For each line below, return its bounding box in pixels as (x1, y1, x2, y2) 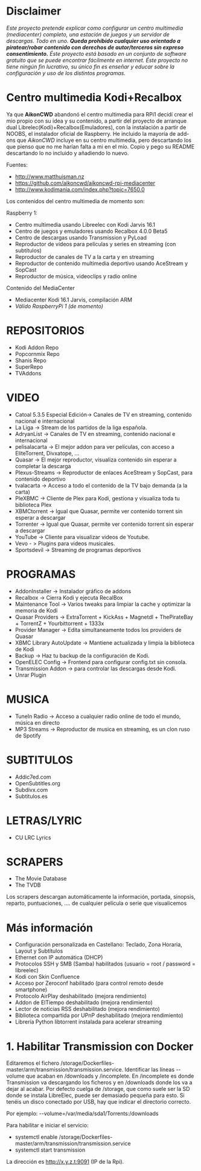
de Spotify (14, 732, 41, 739)
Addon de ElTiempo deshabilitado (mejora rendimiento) (14, 999, 153, 1006)
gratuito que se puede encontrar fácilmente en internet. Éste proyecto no (6, 56, 188, 64)
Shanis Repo (14, 357, 46, 364)
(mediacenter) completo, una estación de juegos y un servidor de (6, 30, 170, 38)
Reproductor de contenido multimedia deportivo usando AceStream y (14, 260, 188, 267)
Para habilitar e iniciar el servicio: (6, 1122, 89, 1129)
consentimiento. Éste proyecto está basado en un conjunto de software (6, 50, 187, 57)
